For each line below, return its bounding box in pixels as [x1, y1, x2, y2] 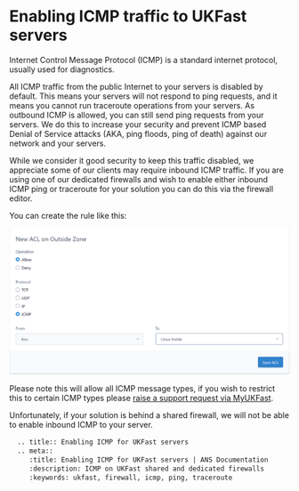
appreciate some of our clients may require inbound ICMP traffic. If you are [9, 165, 285, 175]
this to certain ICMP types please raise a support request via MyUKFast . [9, 393, 274, 404]
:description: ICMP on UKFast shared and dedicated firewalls [28, 464, 265, 473]
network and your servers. [9, 138, 107, 149]
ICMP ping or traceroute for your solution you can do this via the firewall [9, 183, 274, 194]
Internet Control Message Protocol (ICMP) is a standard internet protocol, [9, 54, 279, 65]
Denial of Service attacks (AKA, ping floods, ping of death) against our [9, 128, 268, 139]
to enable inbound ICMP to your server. [9, 420, 153, 431]
